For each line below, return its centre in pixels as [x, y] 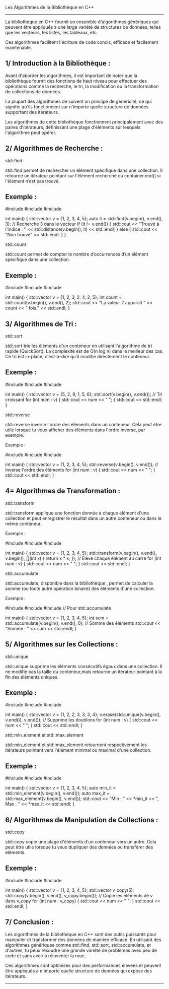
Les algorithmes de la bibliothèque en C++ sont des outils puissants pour [81, 934]
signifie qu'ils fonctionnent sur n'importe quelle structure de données [77, 107]
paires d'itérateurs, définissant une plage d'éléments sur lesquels [73, 127]
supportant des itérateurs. [32, 112]
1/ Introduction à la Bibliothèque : [58, 63]
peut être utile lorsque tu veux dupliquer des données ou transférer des [79, 847]
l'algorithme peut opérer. [31, 133]
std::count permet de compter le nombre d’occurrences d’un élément [77, 254]
